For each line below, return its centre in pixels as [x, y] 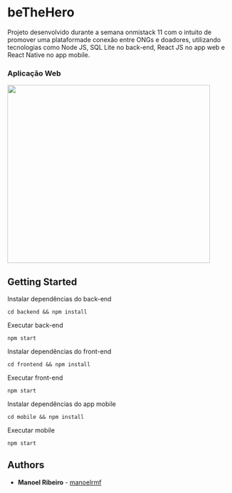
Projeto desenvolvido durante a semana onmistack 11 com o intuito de [110, 32]
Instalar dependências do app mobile [62, 404]
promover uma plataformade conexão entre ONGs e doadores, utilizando [114, 39]
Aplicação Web [35, 73]
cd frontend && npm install [49, 365]
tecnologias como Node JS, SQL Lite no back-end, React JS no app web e [116, 47]
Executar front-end [35, 378]
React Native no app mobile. [49, 55]
